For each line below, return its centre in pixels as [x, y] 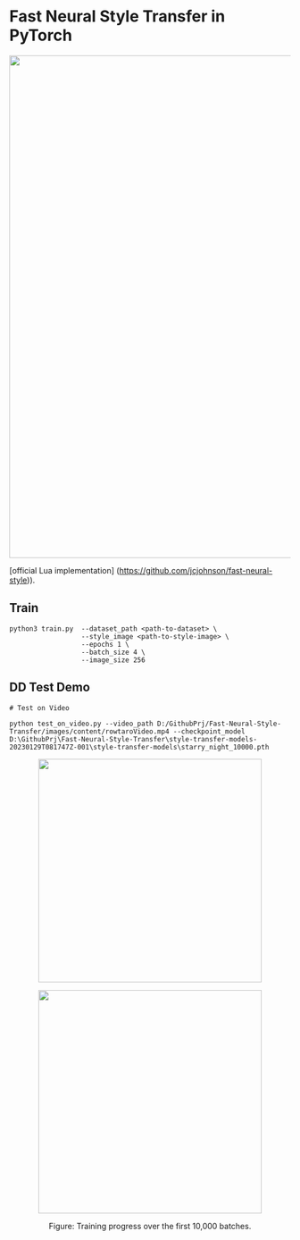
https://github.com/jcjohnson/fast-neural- [196, 570]
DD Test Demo [50, 687]
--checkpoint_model [209, 731]
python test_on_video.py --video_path [81, 724]
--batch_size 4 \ [113, 652]
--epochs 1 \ [105, 644]
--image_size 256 [113, 660]
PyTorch [41, 35]
